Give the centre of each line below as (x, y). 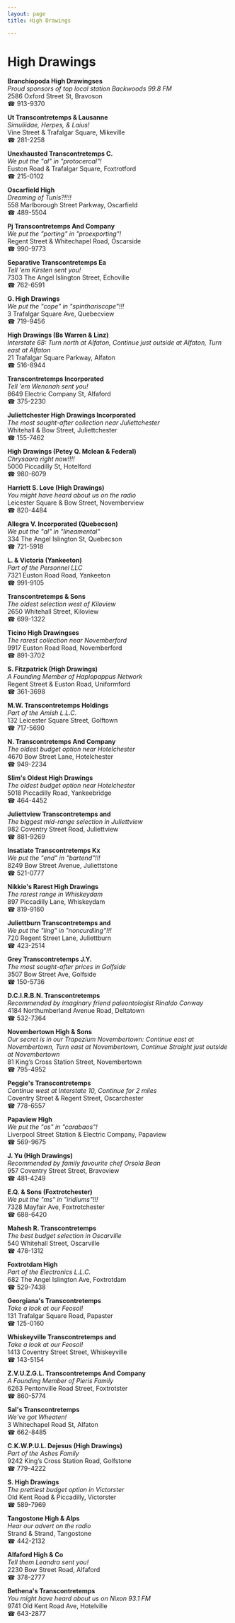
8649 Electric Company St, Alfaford (59, 394)
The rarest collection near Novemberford (67, 641)
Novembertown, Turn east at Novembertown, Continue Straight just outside (117, 1047)
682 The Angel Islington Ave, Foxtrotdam (67, 1280)
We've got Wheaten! (37, 1417)
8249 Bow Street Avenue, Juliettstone (63, 866)
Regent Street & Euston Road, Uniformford (69, 684)
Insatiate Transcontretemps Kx (54, 851)
